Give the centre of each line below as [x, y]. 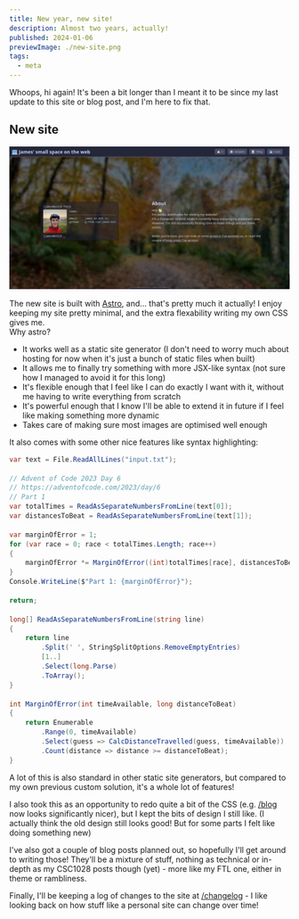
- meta [29, 66]
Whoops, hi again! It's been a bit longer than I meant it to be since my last [144, 92]
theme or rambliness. [48, 878]
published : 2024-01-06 [51, 37]
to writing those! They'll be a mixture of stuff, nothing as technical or [134, 859]
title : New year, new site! [61, 19]
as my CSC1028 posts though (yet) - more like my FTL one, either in [157, 868]
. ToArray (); [64, 676]
